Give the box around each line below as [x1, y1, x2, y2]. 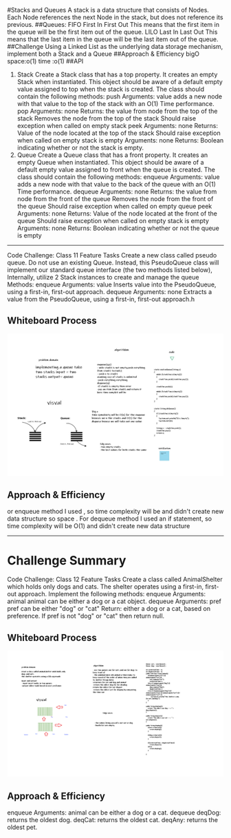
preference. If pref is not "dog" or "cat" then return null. [7, 612, 165, 620]
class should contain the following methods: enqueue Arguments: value [16, 173, 220, 181]
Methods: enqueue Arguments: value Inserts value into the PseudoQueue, [7, 280, 217, 289]
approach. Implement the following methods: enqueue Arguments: [18, 590, 206, 598]
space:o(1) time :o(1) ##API [7, 57, 84, 65]
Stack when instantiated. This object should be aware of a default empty [16, 78, 223, 85]
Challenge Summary [7, 552, 126, 568]
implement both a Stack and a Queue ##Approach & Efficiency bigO [7, 50, 199, 58]
